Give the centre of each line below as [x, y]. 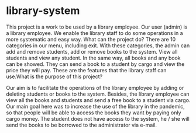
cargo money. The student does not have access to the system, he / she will [98, 118]
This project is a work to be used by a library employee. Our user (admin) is [97, 27]
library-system [43, 11]
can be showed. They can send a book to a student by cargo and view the [95, 64]
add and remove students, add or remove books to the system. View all [92, 51]
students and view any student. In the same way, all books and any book [94, 58]
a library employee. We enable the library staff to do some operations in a [94, 33]
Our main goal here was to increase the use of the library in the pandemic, [96, 106]
